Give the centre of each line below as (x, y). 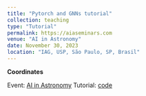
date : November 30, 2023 (43, 46)
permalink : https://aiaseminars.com (60, 33)
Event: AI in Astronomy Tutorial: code (60, 85)
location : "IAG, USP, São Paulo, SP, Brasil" (73, 52)
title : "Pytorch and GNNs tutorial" (60, 13)
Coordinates (25, 71)
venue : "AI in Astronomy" (44, 39)
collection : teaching (38, 20)
